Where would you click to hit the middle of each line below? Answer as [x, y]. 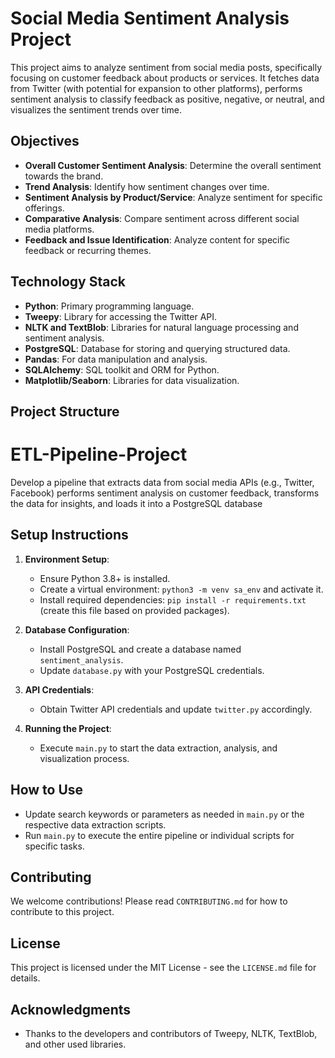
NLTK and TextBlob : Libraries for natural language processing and [161, 327]
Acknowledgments [71, 1009]
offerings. [44, 208]
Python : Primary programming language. [109, 306]
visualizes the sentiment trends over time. [96, 109]
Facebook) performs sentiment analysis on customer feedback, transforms [165, 493]
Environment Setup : [67, 559]
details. [25, 978]
